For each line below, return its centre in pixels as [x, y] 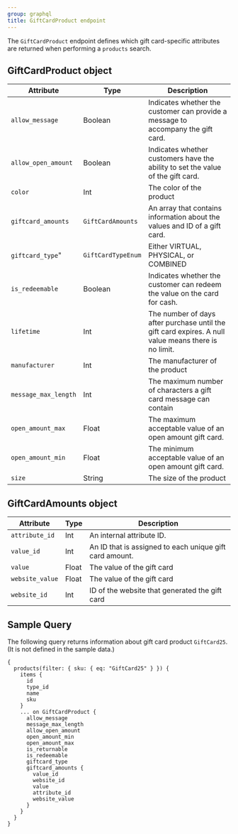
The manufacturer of [183, 361]
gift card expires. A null [187, 332]
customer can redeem [185, 285]
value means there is [183, 340]
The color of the [175, 188]
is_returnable [47, 749]
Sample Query [40, 625]
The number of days [182, 314]
